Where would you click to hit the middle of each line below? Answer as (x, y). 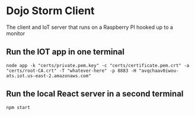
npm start (18, 107)
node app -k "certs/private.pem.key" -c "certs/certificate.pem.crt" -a (98, 65)
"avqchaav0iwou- (159, 71)
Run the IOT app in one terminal (65, 52)
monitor (16, 33)
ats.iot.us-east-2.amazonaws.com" (49, 76)
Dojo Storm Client (50, 11)
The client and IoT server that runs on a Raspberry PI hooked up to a (90, 27)
